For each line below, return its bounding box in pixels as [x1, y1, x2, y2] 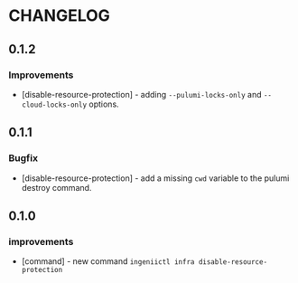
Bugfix [8, 152, 38, 165]
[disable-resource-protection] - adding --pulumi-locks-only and [21, 89, 262, 99]
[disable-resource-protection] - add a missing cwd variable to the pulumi [21, 173, 290, 184]
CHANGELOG [8, 5, 110, 26]
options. [88, 99, 119, 109]
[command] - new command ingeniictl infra [21, 256, 195, 267]
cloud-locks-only [21, 100, 88, 109]
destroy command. [21, 182, 92, 193]
